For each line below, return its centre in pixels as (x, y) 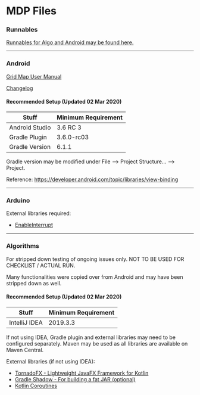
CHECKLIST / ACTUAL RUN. (41, 265)
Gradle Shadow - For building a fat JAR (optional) (75, 379)
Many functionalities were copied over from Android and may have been (95, 277)
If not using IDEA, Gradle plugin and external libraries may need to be (91, 337)
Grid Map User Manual (34, 76)
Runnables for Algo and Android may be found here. (70, 42)
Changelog (20, 88)
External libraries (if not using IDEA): (51, 361)
